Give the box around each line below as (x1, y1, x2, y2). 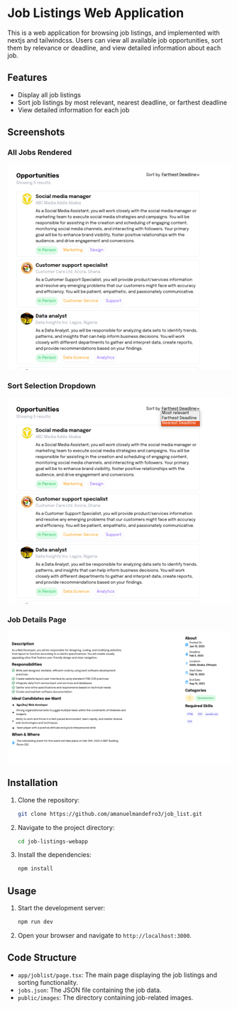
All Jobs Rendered (7, 148, 72, 158)
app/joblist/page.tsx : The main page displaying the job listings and (17, 971, 218, 979)
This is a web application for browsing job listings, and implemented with (7, 28, 220, 37)
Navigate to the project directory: (17, 823, 115, 831)
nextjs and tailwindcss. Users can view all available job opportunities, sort (7, 36, 224, 44)
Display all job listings (17, 90, 82, 99)
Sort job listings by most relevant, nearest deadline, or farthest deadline (17, 98, 227, 107)
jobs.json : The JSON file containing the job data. (17, 986, 162, 994)
